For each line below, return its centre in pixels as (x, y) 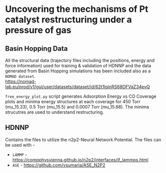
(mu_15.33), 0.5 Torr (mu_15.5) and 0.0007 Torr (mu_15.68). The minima (77, 107)
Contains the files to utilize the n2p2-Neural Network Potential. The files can (83, 139)
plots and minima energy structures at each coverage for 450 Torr (73, 102)
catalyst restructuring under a (69, 20)
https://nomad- (21, 81)
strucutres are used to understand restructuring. (55, 112)
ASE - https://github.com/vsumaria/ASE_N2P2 (59, 165)
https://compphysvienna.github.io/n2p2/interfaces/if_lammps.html (80, 160)
